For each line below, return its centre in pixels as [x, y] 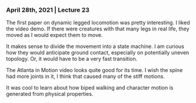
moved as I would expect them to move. [54, 35]
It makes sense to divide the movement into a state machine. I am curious [95, 46]
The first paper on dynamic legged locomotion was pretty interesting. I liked [98, 23]
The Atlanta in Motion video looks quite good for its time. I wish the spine [94, 70]
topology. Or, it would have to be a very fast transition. [72, 59]
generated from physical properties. [50, 94]
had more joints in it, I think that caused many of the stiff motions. [85, 77]
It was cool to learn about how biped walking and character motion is [90, 88]
